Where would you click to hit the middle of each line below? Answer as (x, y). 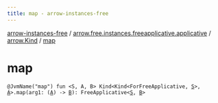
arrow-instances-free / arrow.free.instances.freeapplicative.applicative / (109, 33)
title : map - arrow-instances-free (58, 13)
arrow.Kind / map (32, 40)
